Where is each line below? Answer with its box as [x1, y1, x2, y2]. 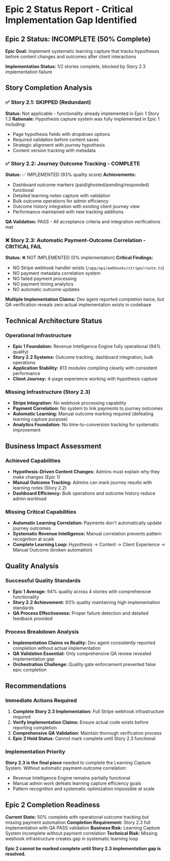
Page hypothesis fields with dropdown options [12, 131, 110, 137]
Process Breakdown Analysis [5, 628, 79, 635]
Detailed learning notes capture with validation [12, 192, 110, 198]
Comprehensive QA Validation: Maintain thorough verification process [12, 730, 162, 736]
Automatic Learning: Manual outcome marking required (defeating [12, 411, 154, 417]
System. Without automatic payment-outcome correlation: [5, 765, 127, 771]
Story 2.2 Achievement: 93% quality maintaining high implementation [12, 599, 160, 605]
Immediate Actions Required [5, 697, 77, 704]
